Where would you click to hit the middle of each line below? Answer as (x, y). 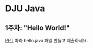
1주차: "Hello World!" (38, 28)
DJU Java (25, 9)
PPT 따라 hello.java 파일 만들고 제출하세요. (46, 40)
